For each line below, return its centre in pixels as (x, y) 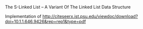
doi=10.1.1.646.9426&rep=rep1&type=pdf (46, 22)
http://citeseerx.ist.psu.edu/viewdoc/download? (90, 16)
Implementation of (23, 16)
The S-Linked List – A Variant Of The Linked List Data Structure (68, 7)
